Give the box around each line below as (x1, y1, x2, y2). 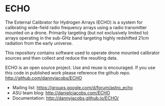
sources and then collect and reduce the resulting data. (5, 55, 118, 61)
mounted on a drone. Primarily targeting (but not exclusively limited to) (5, 30, 149, 35)
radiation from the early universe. (5, 40, 73, 46)
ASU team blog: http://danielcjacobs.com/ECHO (12, 90, 110, 96)
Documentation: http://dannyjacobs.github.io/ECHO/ (12, 95, 119, 101)
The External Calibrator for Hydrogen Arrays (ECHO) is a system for (5, 19, 143, 25)
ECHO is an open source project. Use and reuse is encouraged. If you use (5, 65, 156, 71)
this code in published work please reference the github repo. (5, 70, 131, 75)
